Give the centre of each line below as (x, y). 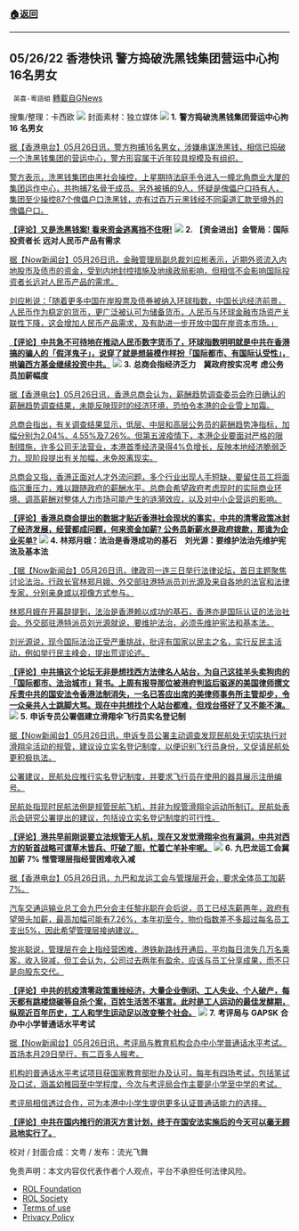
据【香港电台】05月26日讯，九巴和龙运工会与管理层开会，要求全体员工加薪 (148, 878)
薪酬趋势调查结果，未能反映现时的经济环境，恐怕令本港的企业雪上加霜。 (141, 406)
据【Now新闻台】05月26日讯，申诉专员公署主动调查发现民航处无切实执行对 (148, 735)
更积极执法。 (32, 758)
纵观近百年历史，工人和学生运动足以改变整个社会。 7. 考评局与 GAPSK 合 (149, 1013)
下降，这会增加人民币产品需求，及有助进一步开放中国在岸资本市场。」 (151, 324)
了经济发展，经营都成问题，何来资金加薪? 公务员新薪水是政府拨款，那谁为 (145, 529)
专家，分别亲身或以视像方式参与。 (72, 593)
